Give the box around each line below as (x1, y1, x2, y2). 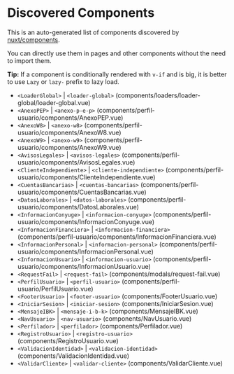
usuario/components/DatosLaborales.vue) (17, 202, 140, 211)
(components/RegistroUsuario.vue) (17, 336, 119, 345)
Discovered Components (7, 5, 155, 21)
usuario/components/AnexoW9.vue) (17, 143, 122, 151)
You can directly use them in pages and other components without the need (7, 49, 226, 57)
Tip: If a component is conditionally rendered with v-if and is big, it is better (7, 70, 227, 78)
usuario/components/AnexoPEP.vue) (17, 113, 124, 122)
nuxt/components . (7, 35, 61, 43)
